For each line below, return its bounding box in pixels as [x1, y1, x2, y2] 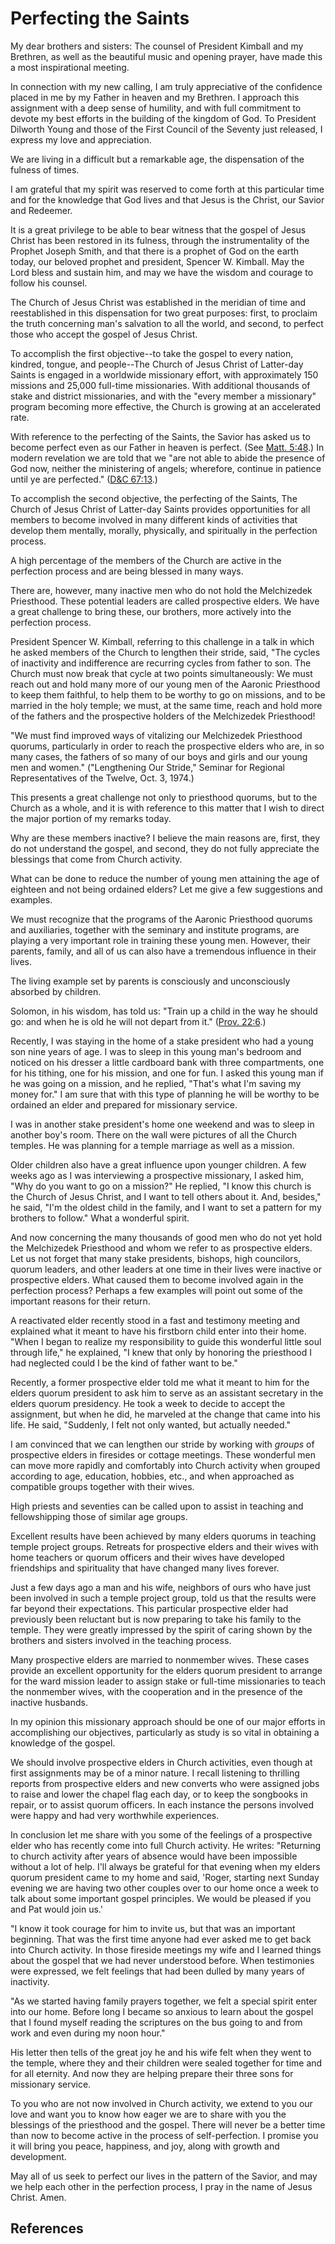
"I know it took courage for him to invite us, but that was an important [10, 1922, 296, 1934]
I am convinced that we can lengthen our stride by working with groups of [10, 1438, 315, 1450]
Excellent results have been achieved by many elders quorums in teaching [10, 1530, 317, 1542]
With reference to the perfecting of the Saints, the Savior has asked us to [10, 430, 311, 442]
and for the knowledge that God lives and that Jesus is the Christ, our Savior [10, 193, 325, 206]
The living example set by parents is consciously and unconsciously [10, 975, 291, 987]
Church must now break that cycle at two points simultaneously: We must [10, 667, 313, 679]
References [10, 2220, 84, 2237]
